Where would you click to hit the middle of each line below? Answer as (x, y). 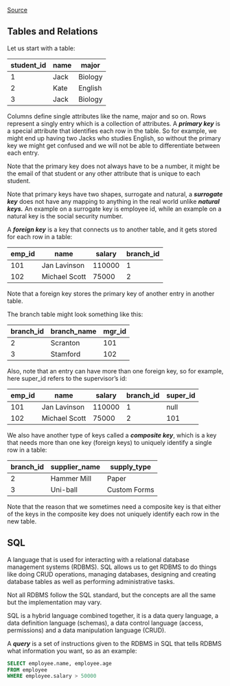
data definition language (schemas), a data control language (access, (105, 623)
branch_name (73, 331)
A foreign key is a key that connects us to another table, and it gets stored (112, 229)
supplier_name (76, 466)
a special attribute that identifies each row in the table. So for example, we (112, 131)
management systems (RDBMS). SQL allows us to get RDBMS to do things (112, 567)
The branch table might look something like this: (75, 314)
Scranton (65, 342)
